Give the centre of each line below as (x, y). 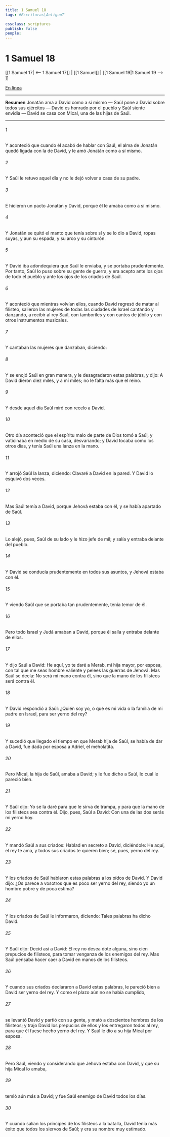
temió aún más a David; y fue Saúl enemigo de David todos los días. (76, 1096)
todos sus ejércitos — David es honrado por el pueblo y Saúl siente (75, 108)
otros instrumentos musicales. (37, 320)
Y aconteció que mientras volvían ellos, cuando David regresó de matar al (82, 304)
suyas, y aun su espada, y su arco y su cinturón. (56, 238)
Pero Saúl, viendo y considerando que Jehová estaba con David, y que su (82, 1063)
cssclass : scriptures (28, 24)
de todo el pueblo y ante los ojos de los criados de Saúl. (64, 277)
